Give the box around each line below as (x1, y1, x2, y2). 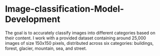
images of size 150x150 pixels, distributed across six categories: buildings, (5, 40, 154, 46)
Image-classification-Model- (5, 3, 125, 15)
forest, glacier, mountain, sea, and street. (5, 45, 87, 51)
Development (5, 14, 61, 25)
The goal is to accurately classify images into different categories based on (5, 30, 156, 36)
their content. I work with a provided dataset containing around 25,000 (5, 35, 146, 41)
